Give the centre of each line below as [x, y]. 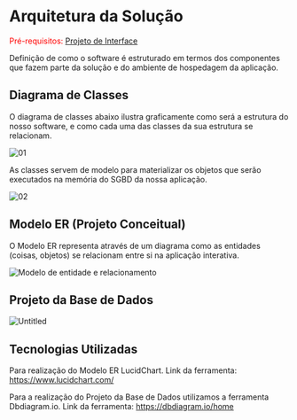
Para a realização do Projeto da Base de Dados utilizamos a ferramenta [139, 397]
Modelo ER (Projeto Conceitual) [98, 225]
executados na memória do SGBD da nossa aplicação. [108, 179]
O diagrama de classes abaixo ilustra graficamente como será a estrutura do [149, 116]
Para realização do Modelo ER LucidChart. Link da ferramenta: [123, 370]
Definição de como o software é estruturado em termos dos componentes [145, 58]
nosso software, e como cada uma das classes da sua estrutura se [131, 126]
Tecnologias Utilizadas [74, 349]
